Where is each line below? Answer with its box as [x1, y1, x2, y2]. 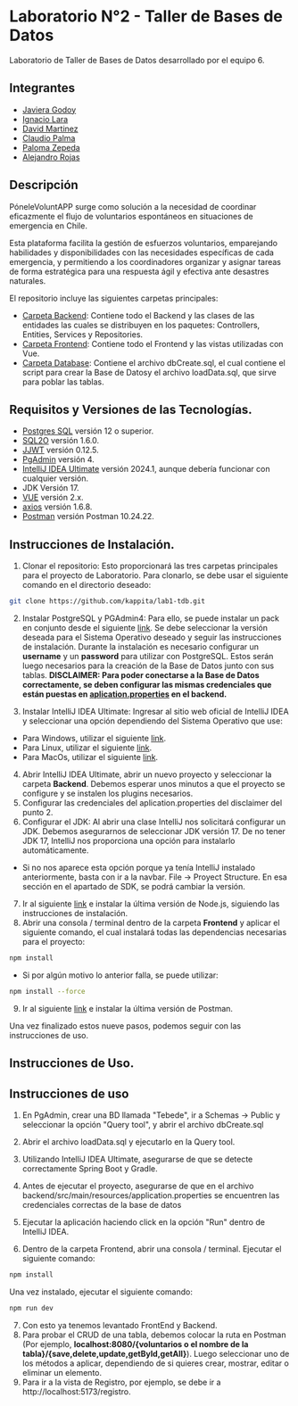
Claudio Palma [21, 132, 76, 144]
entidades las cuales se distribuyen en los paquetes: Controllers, [21, 319, 261, 330]
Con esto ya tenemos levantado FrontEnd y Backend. [21, 1319, 218, 1330]
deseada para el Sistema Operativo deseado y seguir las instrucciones [21, 632, 282, 643]
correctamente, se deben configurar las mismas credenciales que [21, 680, 272, 691]
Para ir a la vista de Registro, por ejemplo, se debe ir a [21, 1377, 221, 1387]
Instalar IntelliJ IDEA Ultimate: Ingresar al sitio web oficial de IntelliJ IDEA [21, 707, 289, 717]
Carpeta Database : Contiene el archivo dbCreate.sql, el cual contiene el [21, 357, 286, 368]
